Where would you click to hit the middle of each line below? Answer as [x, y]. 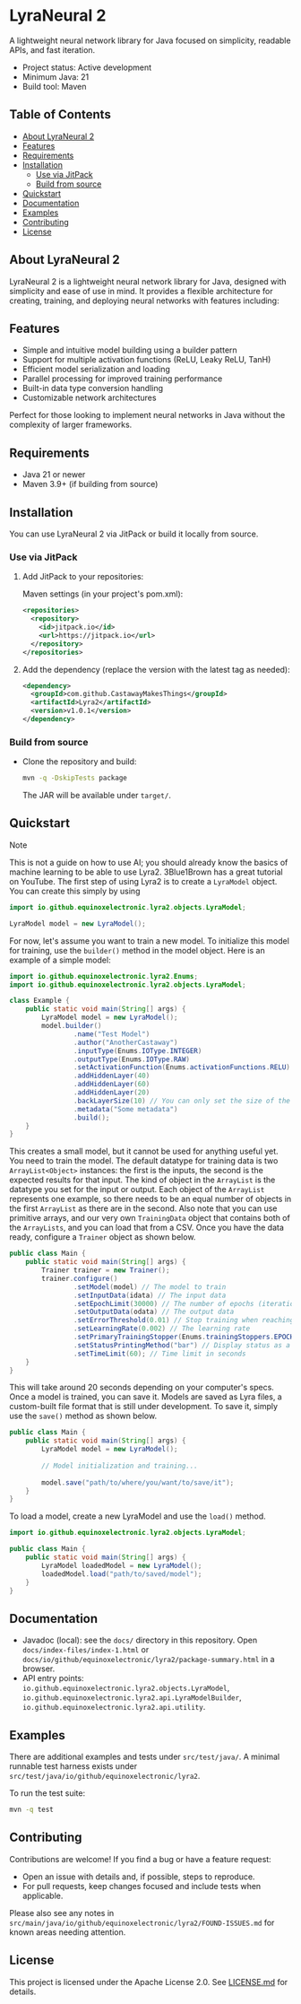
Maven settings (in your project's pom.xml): [103, 594]
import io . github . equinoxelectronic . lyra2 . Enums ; [104, 976]
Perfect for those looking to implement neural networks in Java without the [147, 415]
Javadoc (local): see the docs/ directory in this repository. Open [140, 1640]
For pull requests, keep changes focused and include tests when [142, 1886]
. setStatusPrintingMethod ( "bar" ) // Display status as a [182, 1345]
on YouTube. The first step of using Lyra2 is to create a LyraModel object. [143, 881]
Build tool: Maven [54, 86]
